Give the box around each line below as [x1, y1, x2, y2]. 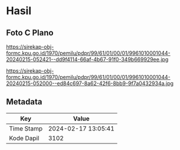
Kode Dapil [9, 134, 40, 142]
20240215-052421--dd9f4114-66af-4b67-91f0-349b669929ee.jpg [6, 56, 169, 63]
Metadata [6, 97, 42, 107]
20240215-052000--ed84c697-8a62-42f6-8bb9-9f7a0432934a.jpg [6, 80, 174, 87]
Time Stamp [9, 124, 43, 132]
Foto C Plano [6, 28, 54, 38]
